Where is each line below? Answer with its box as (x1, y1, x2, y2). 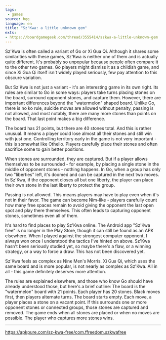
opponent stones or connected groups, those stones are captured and (5, 304, 148, 310)
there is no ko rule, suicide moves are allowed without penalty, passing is (5, 105, 154, 111)
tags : (5, 7, 16, 12)
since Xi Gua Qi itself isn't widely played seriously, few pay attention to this (5, 69, 158, 75)
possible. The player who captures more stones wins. (5, 315, 114, 321)
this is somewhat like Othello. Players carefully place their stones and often (5, 141, 158, 147)
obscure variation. (5, 75, 42, 81)
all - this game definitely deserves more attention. (5, 268, 106, 274)
